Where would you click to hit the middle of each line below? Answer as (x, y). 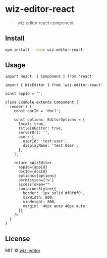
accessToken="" (34, 185)
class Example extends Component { (42, 102)
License (18, 238)
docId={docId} (33, 172)
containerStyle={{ (37, 189)
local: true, (32, 124)
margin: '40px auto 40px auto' (55, 206)
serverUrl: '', (34, 133)
